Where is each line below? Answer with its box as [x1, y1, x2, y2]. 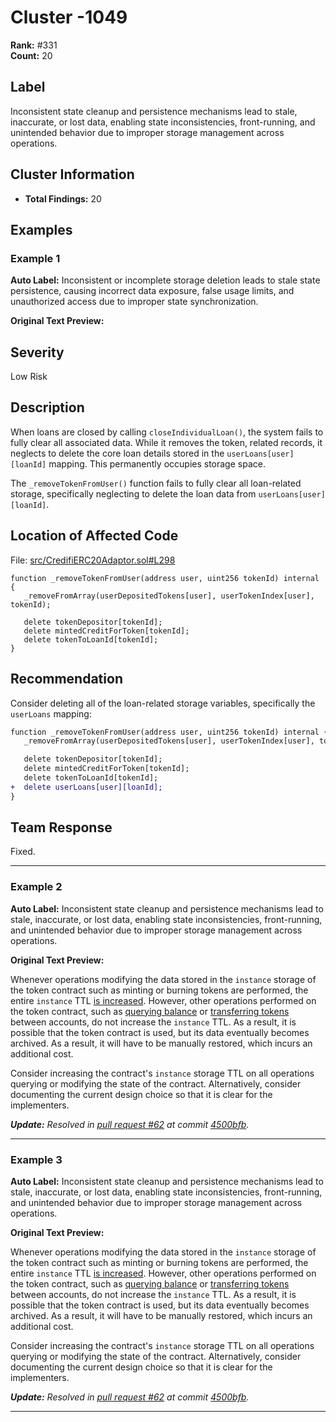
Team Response [10, 819, 113, 836]
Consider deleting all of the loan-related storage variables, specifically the [10, 697, 316, 709]
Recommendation [10, 671, 123, 688]
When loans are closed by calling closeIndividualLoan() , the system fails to [10, 426, 324, 438]
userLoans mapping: [10, 707, 92, 720]
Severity [10, 344, 65, 361]
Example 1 [10, 251, 61, 265]
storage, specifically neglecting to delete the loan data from [10, 487, 257, 500]
